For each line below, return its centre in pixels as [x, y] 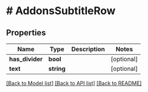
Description [88, 49]
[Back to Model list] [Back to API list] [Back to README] [74, 83]
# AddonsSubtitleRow [61, 11]
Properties [26, 33]
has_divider [26, 59]
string [57, 69]
